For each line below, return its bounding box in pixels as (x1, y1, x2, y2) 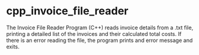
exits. (6, 43, 20, 50)
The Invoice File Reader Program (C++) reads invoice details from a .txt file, (6, 24, 194, 31)
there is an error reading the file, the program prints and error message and (6, 36, 193, 44)
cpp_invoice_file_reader (6, 4, 129, 18)
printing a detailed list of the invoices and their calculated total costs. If (6, 30, 182, 37)
